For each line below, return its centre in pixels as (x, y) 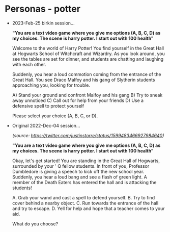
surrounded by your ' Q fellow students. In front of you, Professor (81, 166)
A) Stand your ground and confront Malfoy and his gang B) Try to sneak (87, 95)
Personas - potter (43, 9)
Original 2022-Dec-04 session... (46, 125)
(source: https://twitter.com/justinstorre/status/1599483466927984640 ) (88, 135)
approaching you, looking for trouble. (51, 85)
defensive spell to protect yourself (48, 106)
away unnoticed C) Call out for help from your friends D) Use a (78, 100)
